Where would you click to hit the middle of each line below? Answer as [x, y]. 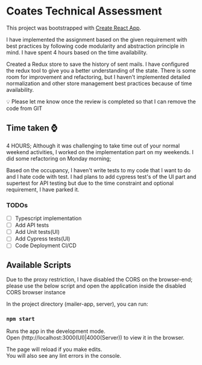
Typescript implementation [48, 218]
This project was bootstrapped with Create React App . [74, 28]
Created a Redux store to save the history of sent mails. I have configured [98, 64]
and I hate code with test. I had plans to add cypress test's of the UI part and [101, 176]
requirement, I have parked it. [43, 189]
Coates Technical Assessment [84, 11]
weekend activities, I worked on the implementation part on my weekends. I [100, 152]
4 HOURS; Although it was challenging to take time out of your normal [93, 146]
